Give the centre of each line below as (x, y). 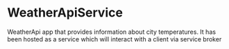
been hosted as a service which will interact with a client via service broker (114, 39)
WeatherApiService (65, 13)
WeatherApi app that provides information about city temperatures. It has (112, 32)
